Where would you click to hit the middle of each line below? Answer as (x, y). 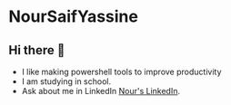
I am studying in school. (66, 81)
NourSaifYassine (73, 17)
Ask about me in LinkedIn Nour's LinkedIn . (101, 91)
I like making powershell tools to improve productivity (121, 72)
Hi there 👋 (37, 50)
